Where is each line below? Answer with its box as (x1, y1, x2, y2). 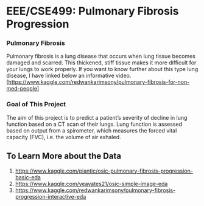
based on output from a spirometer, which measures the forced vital (6, 126, 177, 134)
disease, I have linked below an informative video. (6, 72, 132, 80)
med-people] (6, 85, 40, 92)
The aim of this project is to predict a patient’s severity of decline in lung (6, 114, 188, 121)
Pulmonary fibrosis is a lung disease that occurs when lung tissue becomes (6, 53, 196, 60)
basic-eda (15, 173, 41, 180)
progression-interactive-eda (15, 193, 86, 200)
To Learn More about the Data (6, 151, 122, 162)
